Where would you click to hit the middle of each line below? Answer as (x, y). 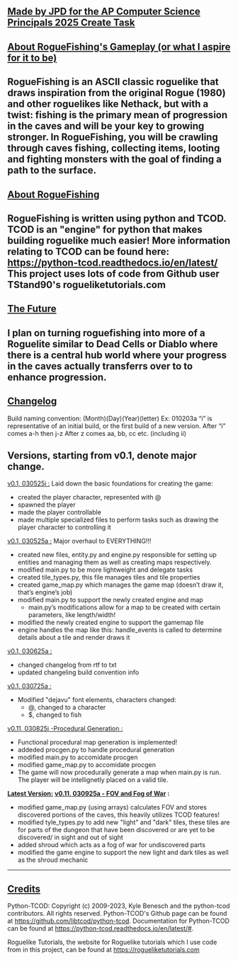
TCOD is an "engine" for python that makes (105, 229)
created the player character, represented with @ (89, 497)
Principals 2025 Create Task (71, 23)
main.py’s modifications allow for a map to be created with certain (124, 607)
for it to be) (32, 58)
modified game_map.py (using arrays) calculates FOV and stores (112, 807)
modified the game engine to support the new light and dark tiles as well (123, 853)
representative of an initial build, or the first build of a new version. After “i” (117, 426)
